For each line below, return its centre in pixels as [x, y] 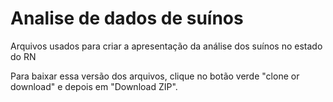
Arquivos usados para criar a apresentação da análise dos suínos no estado [166, 46]
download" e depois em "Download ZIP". [94, 86]
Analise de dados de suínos [127, 18]
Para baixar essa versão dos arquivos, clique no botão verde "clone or [155, 76]
